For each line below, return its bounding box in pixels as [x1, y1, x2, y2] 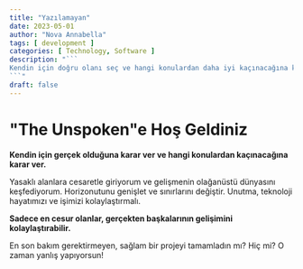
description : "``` [9, 55, 78, 64]
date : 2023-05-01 [9, 22, 75, 31]
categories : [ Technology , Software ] [9, 47, 155, 56]
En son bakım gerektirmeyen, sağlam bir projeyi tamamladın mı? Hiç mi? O [9, 240, 284, 251]
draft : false [9, 80, 59, 89]
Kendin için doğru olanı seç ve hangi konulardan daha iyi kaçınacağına [9, 64, 289, 73]
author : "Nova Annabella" [9, 30, 106, 39]
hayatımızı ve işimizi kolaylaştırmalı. [9, 195, 142, 206]
